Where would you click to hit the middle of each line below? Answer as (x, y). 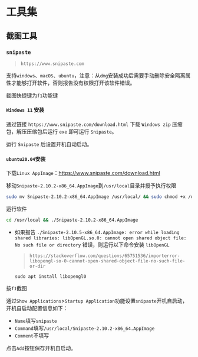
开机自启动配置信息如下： (37, 309)
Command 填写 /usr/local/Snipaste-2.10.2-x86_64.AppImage (85, 328)
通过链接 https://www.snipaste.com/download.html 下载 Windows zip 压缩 (94, 124)
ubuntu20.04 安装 (26, 159)
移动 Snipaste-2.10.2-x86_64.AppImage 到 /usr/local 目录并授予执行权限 (91, 186)
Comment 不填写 (32, 336)
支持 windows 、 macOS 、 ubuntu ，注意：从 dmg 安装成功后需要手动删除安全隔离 (96, 75)
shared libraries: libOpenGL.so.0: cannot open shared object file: (100, 238)
